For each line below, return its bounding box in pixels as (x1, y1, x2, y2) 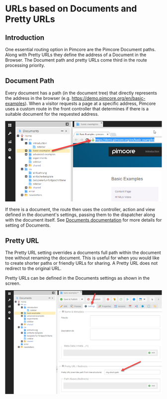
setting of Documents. (5, 222, 51, 228)
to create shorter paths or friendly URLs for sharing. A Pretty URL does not (5, 260, 158, 266)
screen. (5, 280, 21, 286)
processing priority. (5, 63, 45, 68)
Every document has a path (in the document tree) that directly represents (5, 90, 158, 96)
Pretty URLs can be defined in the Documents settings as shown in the (5, 275, 150, 281)
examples (5, 100, 25, 106)
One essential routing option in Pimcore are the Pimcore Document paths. (5, 47, 156, 52)
